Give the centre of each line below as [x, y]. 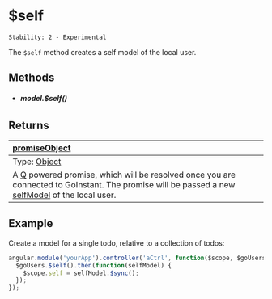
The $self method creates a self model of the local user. [102, 52]
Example [31, 223]
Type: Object [37, 162]
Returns [29, 125]
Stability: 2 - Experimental [57, 37]
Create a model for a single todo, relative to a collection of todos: [117, 243]
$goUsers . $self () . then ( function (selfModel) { [94, 265]
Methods [32, 78]
